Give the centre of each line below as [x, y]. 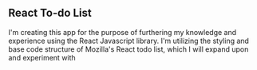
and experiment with [42, 57]
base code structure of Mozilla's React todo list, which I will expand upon [128, 49]
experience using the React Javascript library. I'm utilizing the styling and [129, 41]
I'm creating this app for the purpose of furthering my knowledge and [123, 32]
